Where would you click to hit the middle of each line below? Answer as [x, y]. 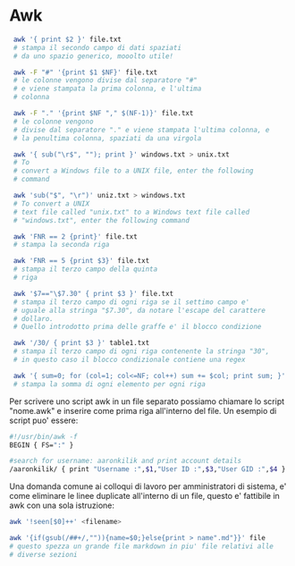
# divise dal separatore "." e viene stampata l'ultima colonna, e [141, 130]
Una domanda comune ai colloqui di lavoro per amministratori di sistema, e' [148, 486]
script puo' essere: [44, 420]
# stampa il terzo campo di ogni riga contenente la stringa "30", [141, 351]
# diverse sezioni [43, 554]
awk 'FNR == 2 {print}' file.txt [76, 237]
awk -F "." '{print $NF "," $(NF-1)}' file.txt [103, 114]
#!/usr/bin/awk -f [43, 436]
